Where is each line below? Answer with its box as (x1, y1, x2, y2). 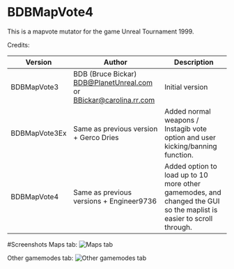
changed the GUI (164, 196, 220, 206)
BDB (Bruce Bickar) (72, 69, 137, 79)
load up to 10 (164, 170, 209, 180)
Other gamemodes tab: (7, 254, 74, 262)
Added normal (164, 106, 211, 116)
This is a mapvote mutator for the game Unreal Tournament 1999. (7, 27, 194, 36)
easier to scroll (164, 213, 213, 223)
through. (164, 222, 193, 232)
